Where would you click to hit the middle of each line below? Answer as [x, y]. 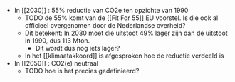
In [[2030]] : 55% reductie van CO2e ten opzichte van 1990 [101, 10]
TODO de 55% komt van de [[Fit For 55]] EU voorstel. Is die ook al [121, 18]
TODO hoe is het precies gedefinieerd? [82, 71]
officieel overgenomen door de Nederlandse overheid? [105, 25]
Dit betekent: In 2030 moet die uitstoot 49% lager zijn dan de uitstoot [126, 33]
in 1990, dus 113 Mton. [57, 41]
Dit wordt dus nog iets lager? [78, 48]
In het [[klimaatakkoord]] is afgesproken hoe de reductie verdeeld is [124, 56]
